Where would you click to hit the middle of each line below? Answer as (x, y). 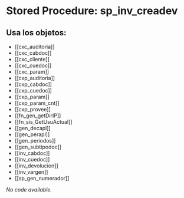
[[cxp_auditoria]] (34, 78)
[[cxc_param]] (32, 72)
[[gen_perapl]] (32, 134)
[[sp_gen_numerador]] (42, 178)
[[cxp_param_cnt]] (37, 103)
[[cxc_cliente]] (32, 59)
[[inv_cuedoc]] (32, 159)
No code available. (29, 189)
